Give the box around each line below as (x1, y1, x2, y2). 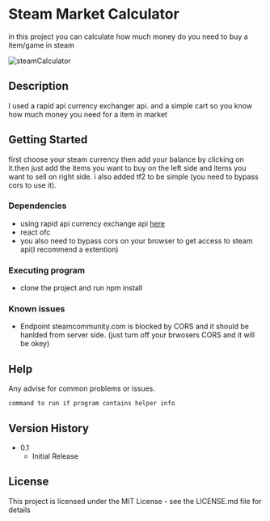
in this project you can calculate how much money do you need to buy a (8, 32, 248, 41)
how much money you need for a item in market (8, 109, 168, 119)
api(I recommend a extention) (19, 244, 119, 254)
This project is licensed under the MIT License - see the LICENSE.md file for (8, 496, 262, 506)
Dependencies (8, 200, 67, 211)
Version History (8, 421, 89, 435)
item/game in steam (8, 40, 74, 49)
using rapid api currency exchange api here (19, 218, 166, 228)
